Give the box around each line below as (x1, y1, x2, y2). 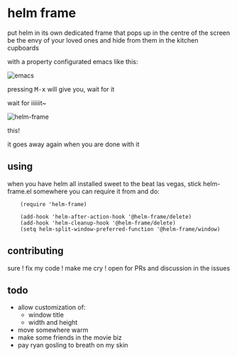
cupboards (7, 43, 39, 52)
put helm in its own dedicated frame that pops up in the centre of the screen (7, 28, 231, 37)
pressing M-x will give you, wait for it (7, 85, 115, 93)
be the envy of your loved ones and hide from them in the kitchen (7, 36, 199, 44)
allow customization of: (17, 303, 86, 312)
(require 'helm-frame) (20, 200, 87, 207)
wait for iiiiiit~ (7, 98, 47, 107)
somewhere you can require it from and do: (33, 187, 160, 195)
